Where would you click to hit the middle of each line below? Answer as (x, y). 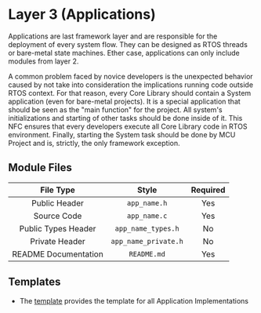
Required (208, 190)
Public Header (58, 203)
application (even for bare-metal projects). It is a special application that (124, 101)
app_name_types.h (147, 228)
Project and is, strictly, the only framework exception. (94, 143)
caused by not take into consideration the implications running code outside (130, 85)
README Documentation (58, 254)
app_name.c (147, 216)
